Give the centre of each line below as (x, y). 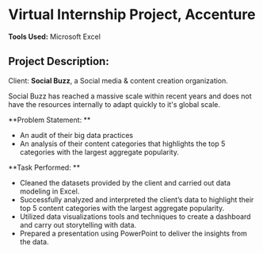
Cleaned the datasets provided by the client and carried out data (125, 182)
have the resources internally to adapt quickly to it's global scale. (114, 104)
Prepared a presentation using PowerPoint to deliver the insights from (133, 233)
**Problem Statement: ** (50, 120)
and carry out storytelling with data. (78, 224)
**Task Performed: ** (44, 167)
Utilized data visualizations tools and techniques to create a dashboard (135, 217)
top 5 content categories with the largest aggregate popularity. (122, 208)
